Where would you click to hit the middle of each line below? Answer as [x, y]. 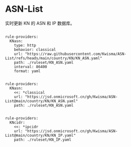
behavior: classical [35, 49]
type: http [25, 45]
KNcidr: [17, 122]
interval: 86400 [31, 67]
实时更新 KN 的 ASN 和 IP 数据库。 [40, 23]
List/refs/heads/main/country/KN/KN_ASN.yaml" [54, 58]
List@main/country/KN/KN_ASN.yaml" [42, 101]
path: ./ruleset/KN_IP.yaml [43, 140]
